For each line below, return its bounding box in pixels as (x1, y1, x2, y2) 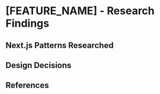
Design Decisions (5, 60, 72, 70)
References (5, 80, 49, 90)
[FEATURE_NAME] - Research (5, 4, 155, 18)
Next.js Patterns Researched (5, 40, 114, 50)
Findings (5, 17, 50, 30)
